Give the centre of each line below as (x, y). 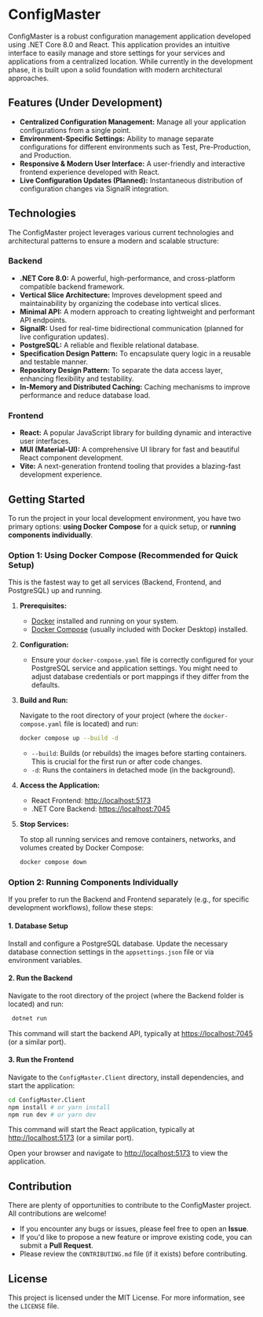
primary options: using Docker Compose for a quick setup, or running (122, 526)
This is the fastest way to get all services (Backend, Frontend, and (115, 582)
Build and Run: (44, 700)
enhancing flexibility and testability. (77, 378)
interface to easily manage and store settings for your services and (117, 53)
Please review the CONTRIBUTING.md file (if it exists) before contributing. (133, 1254)
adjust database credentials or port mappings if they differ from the (140, 677)
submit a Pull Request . (56, 1245)
